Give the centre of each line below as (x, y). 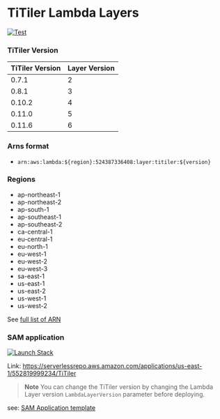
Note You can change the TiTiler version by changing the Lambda (119, 387)
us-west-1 (32, 298)
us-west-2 (32, 305)
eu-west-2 (32, 261)
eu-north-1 (33, 246)
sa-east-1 (31, 276)
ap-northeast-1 (39, 195)
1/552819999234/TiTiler (42, 374)
